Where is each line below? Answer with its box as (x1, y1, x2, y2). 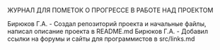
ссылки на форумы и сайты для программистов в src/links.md (7, 35, 195, 43)
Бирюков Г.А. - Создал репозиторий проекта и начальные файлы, (7, 20, 207, 27)
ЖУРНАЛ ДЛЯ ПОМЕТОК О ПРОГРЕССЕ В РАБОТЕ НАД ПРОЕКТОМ (7, 6, 214, 14)
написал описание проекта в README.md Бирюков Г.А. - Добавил (7, 27, 209, 35)
